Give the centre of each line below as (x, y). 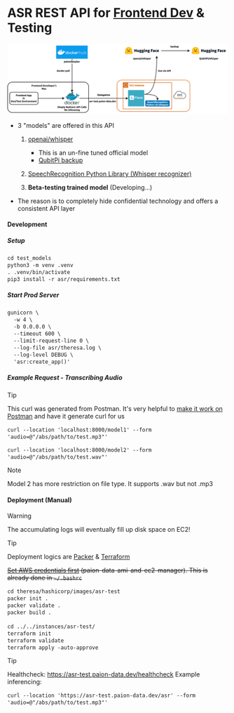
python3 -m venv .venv (40, 266)
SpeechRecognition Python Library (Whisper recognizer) (110, 174)
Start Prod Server (33, 295)
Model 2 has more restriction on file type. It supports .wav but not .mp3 (110, 484)
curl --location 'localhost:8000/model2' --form (80, 450)
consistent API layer (46, 208)
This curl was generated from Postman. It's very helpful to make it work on (115, 409)
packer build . (29, 613)
